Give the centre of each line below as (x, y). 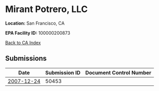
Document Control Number (118, 72)
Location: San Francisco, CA (35, 23)
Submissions (26, 59)
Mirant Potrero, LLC (46, 9)
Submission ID (63, 72)
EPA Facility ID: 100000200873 (38, 33)
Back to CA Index (23, 42)
